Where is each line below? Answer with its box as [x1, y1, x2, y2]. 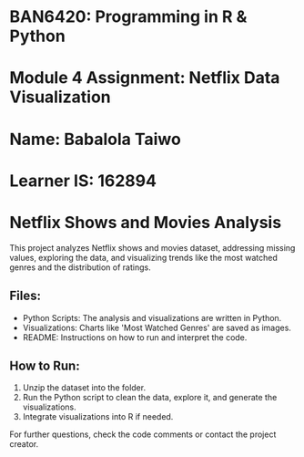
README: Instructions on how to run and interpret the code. [22, 331, 248, 343]
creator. [9, 439, 39, 450]
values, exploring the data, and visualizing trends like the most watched [9, 252, 278, 263]
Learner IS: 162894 [9, 171, 157, 191]
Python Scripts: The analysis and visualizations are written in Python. [22, 312, 282, 323]
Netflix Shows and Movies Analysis [9, 212, 282, 233]
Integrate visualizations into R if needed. [22, 411, 174, 422]
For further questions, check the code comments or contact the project [9, 429, 277, 440]
